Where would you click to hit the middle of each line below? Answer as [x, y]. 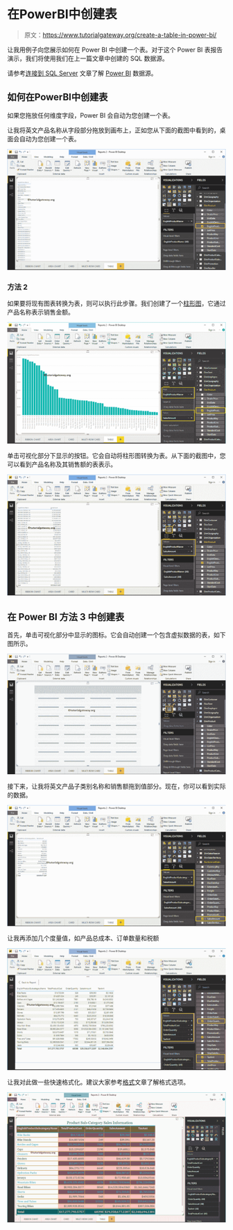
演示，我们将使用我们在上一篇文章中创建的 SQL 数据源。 [88, 58]
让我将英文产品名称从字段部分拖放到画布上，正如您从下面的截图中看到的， [113, 130]
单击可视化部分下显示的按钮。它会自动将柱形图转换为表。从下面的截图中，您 [116, 456]
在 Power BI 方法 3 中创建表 [66, 617]
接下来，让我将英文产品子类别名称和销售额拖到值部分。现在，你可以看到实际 [116, 787]
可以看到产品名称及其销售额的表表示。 [62, 464]
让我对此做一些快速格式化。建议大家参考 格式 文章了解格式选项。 [98, 1082]
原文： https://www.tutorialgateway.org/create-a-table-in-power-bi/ [120, 35]
